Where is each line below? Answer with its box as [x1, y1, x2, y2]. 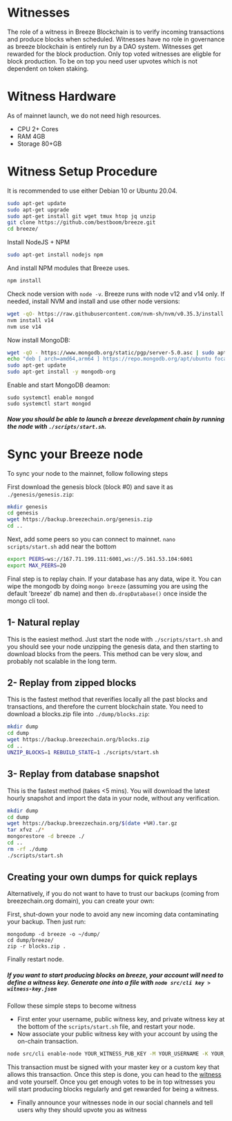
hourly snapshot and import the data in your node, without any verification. [7, 794, 220, 802]
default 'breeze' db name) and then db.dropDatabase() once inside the [7, 589, 207, 597]
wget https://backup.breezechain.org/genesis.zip [7, 516, 153, 523]
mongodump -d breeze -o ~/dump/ [7, 931, 100, 938]
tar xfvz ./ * [7, 827, 45, 834]
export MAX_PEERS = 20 [7, 562, 67, 569]
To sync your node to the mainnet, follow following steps [7, 469, 168, 477]
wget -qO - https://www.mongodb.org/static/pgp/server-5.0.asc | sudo [7, 349, 215, 356]
